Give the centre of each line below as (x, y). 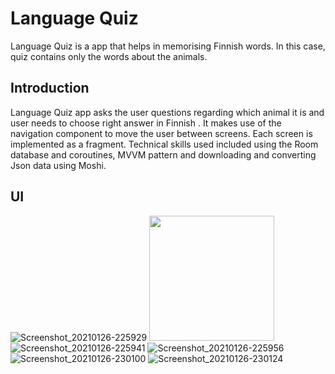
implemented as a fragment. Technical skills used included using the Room (164, 144)
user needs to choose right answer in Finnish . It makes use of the (146, 123)
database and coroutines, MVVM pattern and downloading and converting (163, 154)
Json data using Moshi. (58, 165)
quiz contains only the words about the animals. (109, 56)
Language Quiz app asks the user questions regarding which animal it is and (167, 112)
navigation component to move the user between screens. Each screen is (161, 133)
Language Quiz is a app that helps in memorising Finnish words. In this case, (168, 46)
